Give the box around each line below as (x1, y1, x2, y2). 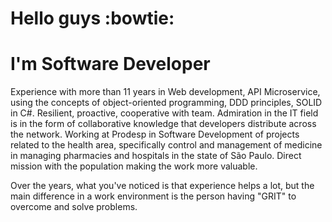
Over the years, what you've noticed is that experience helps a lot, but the (10, 180, 315, 192)
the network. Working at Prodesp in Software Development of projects (10, 128, 300, 141)
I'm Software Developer (10, 53, 211, 76)
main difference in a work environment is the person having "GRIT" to (10, 190, 297, 202)
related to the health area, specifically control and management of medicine (10, 139, 323, 151)
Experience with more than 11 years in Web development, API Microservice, (10, 86, 321, 98)
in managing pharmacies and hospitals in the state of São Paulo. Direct (10, 150, 302, 162)
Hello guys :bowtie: (10, 7, 175, 30)
